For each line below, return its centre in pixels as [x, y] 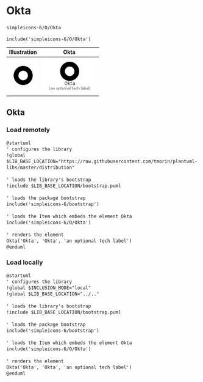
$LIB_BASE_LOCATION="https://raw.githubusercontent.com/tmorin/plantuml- [102, 161]
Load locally [25, 262]
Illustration [23, 52]
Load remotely [28, 130]
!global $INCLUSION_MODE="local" [49, 288]
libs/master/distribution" [41, 167]
